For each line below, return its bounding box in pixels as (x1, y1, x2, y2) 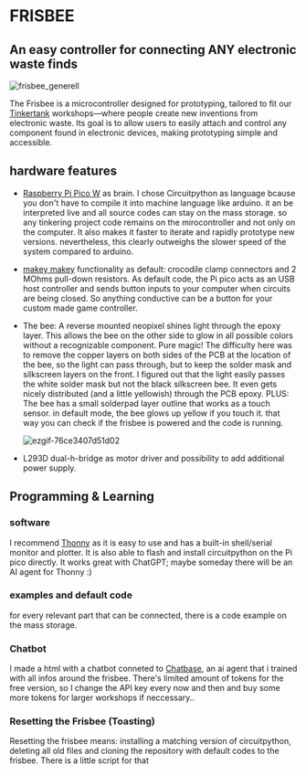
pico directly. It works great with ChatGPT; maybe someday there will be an (9, 557, 293, 568)
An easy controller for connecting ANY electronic (9, 42, 297, 58)
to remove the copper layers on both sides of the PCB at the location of (22, 349, 291, 360)
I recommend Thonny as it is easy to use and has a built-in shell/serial (9, 536, 272, 548)
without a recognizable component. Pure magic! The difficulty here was (22, 339, 292, 350)
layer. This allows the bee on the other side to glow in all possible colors (22, 330, 294, 341)
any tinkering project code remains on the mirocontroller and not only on (22, 217, 296, 228)
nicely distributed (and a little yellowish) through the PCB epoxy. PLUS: (22, 387, 290, 398)
